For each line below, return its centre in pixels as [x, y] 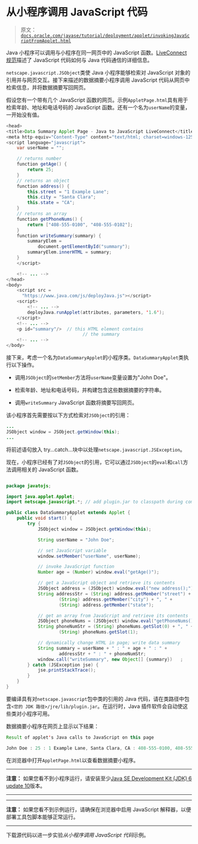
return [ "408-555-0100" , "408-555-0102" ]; [80, 225]
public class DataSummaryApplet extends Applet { [68, 513]
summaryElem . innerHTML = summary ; [70, 252]
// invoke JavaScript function [76, 567]
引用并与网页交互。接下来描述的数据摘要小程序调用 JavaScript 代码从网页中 [98, 80]
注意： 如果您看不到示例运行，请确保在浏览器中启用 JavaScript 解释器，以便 [99, 809]
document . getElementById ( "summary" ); [84, 247]
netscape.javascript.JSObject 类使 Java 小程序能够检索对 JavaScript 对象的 [98, 72]
